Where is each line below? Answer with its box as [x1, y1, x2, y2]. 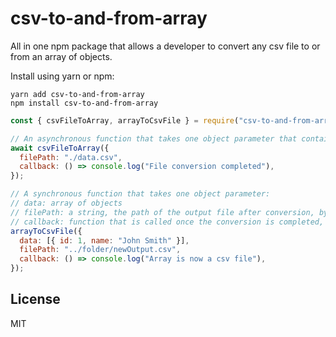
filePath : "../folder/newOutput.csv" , [19, 245, 182, 255]
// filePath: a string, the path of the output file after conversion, [10, 207, 315, 217]
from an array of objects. [10, 50, 113, 62]
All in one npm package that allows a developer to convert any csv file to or [10, 40, 321, 52]
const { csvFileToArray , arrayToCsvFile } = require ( [10, 115, 240, 126]
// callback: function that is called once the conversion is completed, [10, 217, 325, 227]
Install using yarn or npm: [10, 70, 115, 82]
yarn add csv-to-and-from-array [10, 89, 145, 99]
